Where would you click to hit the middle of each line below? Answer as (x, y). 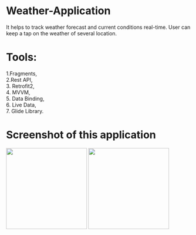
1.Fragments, (21, 73)
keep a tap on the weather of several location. (62, 33)
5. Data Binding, (25, 98)
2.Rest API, (19, 80)
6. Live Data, (21, 105)
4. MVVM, (18, 92)
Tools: (21, 57)
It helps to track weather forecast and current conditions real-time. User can (98, 27)
